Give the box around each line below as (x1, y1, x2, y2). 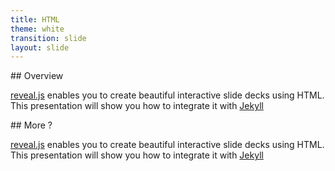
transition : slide (10, 33, 87, 43)
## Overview (10, 70, 64, 82)
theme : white (10, 24, 65, 34)
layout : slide (10, 42, 70, 53)
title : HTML (10, 14, 60, 25)
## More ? (10, 119, 53, 131)
